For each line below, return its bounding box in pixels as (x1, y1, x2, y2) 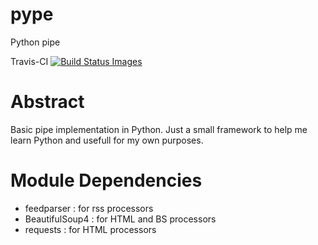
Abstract (10, 91, 85, 113)
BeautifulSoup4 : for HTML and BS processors (24, 213, 217, 225)
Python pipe (10, 36, 61, 48)
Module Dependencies (10, 169, 203, 192)
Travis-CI (10, 55, 49, 67)
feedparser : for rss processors (24, 202, 154, 214)
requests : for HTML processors (24, 223, 157, 235)
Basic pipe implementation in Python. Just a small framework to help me (10, 123, 308, 135)
